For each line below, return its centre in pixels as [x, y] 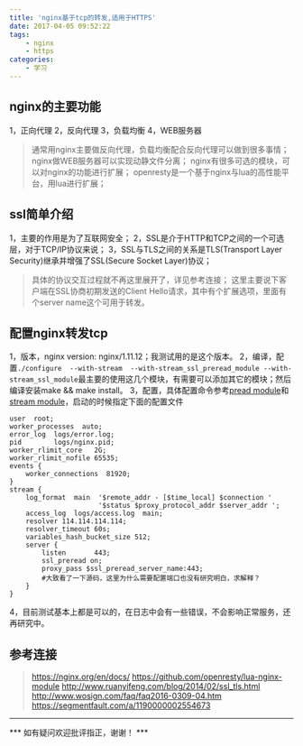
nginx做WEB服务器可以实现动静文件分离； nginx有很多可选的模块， [156, 161]
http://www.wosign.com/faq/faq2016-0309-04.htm [127, 696]
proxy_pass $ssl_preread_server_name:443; [123, 569]
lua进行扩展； [81, 183]
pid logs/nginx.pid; [62, 443]
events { [26, 466]
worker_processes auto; [56, 427]
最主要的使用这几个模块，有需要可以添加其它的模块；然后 [184, 379]
